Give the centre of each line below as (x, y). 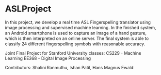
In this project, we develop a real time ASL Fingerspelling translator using (78, 22)
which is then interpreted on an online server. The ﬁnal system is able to (77, 38)
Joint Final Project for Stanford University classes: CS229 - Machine (73, 53)
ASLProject (28, 9)
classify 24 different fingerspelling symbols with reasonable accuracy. (75, 44)
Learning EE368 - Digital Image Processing (48, 58)
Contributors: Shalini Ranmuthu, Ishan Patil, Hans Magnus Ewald (69, 67)
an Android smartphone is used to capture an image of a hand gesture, (76, 33)
